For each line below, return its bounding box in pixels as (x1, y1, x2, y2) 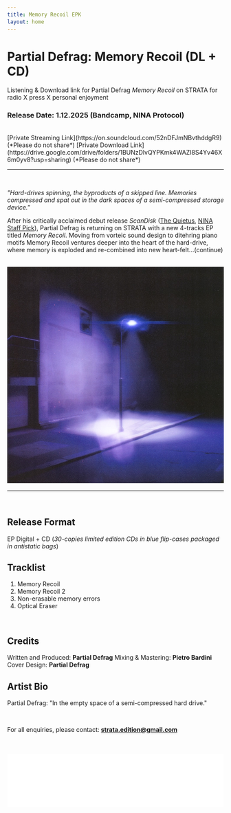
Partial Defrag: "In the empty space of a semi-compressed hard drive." (7, 698, 208, 707)
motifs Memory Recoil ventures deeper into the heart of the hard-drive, (7, 238, 208, 247)
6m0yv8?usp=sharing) (7, 155, 72, 164)
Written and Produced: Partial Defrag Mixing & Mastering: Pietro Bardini (7, 654, 212, 662)
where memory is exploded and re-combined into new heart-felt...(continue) (7, 245, 223, 254)
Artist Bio (7, 680, 48, 692)
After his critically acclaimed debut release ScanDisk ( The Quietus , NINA (7, 216, 213, 225)
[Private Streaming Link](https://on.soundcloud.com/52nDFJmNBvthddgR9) (7, 133, 222, 142)
